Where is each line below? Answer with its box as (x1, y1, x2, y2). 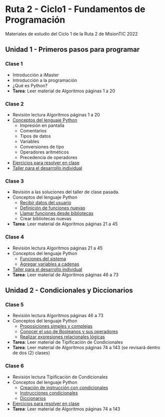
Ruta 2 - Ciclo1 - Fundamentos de (5, 4, 145, 15)
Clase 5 (5, 301, 24, 308)
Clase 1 (5, 60, 23, 67)
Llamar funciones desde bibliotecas (19, 210, 93, 216)
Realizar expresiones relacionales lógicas (19, 334, 105, 340)
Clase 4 (5, 233, 24, 240)
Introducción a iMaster (12, 72, 59, 78)
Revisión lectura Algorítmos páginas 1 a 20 (12, 111, 100, 117)
